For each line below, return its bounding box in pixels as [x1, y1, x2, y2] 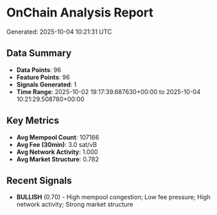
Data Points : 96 [16, 65, 61, 73]
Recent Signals [6, 174, 73, 186]
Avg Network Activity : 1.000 [16, 148, 98, 156]
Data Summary [6, 47, 72, 59]
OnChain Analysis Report [6, 5, 154, 21]
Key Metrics [6, 115, 60, 126]
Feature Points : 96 [16, 73, 70, 81]
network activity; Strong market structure [16, 201, 133, 209]
